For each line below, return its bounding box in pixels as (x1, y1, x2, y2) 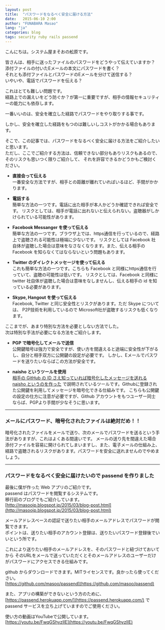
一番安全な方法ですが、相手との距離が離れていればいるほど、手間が (12, 179, 150, 185)
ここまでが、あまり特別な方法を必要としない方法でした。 (5, 323, 121, 329)
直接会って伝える (12, 172, 47, 178)
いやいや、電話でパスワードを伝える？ (5, 77, 82, 84)
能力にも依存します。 (13, 100, 56, 106)
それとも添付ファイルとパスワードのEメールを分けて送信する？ (5, 71, 133, 77)
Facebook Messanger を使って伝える (12, 224, 88, 230)
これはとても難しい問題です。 (5, 88, 65, 94)
